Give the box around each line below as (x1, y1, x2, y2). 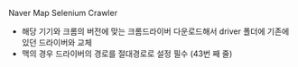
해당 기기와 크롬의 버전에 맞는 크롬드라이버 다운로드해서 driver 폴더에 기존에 (21, 26, 290, 37)
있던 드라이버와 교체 (21, 38, 92, 47)
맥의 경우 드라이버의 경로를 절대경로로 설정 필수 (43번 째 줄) (21, 48, 233, 59)
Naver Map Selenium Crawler (8, 8, 118, 18)
